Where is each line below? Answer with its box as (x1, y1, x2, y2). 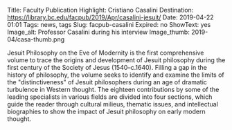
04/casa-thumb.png (7, 35, 65, 44)
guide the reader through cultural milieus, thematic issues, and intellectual (7, 100, 218, 108)
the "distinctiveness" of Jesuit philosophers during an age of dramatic (7, 78, 208, 86)
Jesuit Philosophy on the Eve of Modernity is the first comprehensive (7, 48, 204, 57)
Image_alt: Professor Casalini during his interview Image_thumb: (7, 28, 190, 36)
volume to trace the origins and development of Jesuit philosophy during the (7, 56, 226, 64)
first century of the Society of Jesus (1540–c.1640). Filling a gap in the (7, 64, 208, 71)
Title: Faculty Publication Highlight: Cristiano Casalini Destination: (7, 6, 194, 14)
